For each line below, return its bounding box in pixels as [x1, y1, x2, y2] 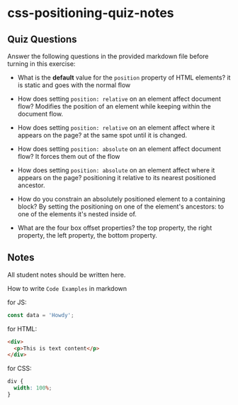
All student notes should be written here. [7, 270, 126, 279]
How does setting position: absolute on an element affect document [17, 145, 221, 153]
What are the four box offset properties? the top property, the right [17, 223, 212, 232]
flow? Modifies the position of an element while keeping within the [17, 102, 211, 111]
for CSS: [7, 364, 32, 373]
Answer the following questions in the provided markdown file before [7, 52, 209, 60]
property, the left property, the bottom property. [17, 231, 158, 239]
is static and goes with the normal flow [17, 81, 131, 89]
